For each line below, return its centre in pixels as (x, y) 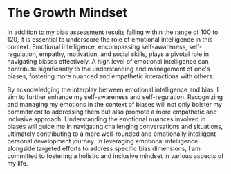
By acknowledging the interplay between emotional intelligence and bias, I (113, 89)
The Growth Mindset (67, 13)
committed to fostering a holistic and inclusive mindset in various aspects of (115, 156)
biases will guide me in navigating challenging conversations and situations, (115, 126)
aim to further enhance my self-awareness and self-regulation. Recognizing (115, 97)
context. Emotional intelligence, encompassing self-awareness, (98, 46)
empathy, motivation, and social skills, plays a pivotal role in (124, 54)
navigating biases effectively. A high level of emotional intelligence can (108, 61)
